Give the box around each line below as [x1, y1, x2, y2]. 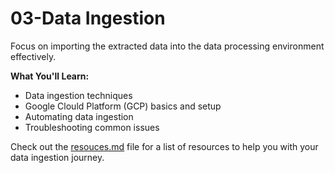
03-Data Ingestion [10, 7, 166, 30]
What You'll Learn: [10, 70, 90, 82]
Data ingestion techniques [24, 89, 133, 101]
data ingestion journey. [10, 151, 105, 163]
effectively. [10, 50, 57, 62]
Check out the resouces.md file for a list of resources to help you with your [10, 140, 319, 152]
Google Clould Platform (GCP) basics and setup [24, 100, 222, 112]
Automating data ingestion [24, 110, 134, 122]
